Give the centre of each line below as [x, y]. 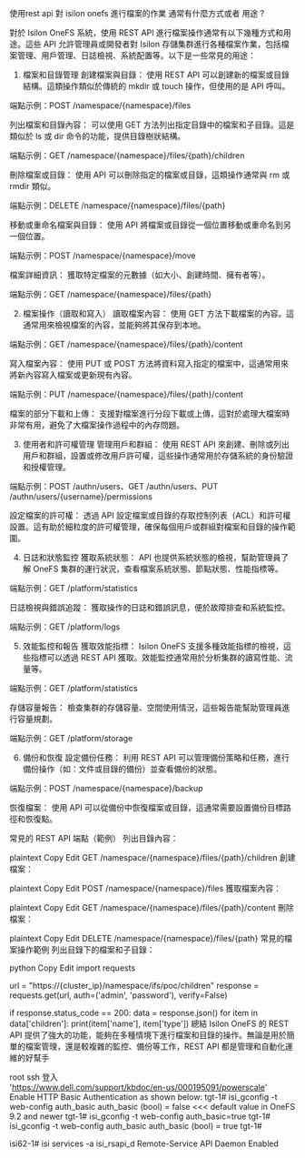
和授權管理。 [46, 467]
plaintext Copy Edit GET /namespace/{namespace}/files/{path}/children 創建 [152, 857]
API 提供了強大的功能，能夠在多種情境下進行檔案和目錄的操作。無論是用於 [148, 1035]
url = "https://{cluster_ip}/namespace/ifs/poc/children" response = [134, 986]
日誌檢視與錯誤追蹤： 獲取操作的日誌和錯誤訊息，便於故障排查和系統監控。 [150, 607]
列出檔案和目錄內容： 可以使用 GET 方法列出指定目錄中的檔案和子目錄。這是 [152, 125]
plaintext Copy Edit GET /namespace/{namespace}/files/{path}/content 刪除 [152, 907]
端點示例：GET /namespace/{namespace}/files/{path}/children [127, 156]
